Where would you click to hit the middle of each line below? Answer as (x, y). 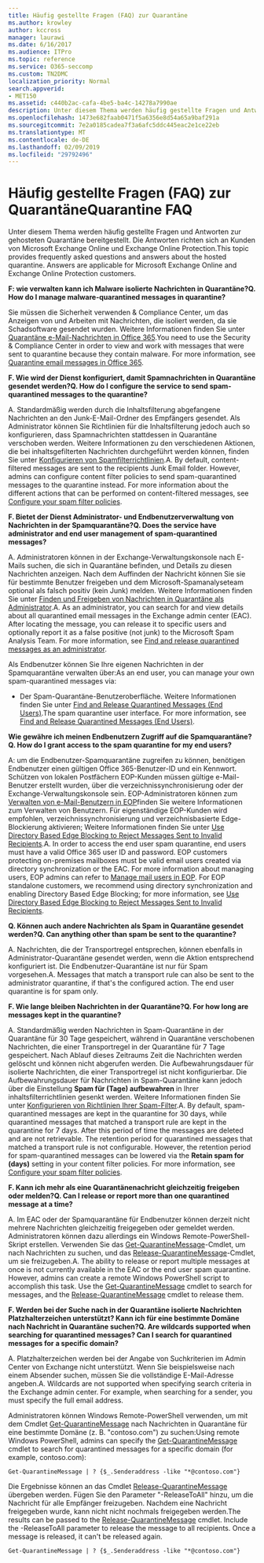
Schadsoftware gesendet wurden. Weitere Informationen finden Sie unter (126, 329)
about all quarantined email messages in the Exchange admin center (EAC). (130, 616)
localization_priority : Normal (59, 81)
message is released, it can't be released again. (85, 1537)
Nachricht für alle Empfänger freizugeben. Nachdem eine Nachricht (118, 1503)
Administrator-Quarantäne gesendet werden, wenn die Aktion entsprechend (131, 958)
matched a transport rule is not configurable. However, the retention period (130, 1147)
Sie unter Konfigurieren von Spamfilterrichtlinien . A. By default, (109, 460)
